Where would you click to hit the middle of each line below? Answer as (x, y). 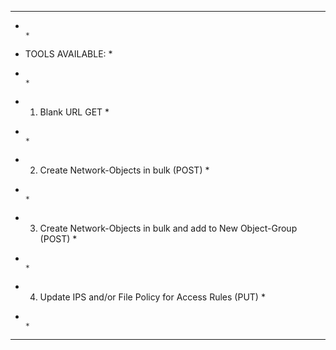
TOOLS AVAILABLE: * (68, 54)
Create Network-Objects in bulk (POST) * (124, 170)
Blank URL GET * (74, 112)
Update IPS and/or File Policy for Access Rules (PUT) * (152, 297)
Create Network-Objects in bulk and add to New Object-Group (168, 228)
